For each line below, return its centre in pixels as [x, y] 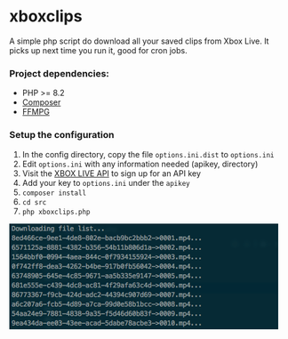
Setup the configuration [62, 135]
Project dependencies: [59, 73]
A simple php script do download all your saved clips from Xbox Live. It [139, 41]
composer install [54, 193]
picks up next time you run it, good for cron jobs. [99, 50]
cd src [34, 202]
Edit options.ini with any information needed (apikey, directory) [140, 164]
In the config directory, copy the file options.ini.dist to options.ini [148, 154]
